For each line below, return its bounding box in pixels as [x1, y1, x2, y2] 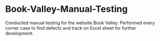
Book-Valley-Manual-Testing [5, 3, 128, 15]
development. [5, 30, 34, 36]
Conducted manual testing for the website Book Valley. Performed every [5, 20, 155, 26]
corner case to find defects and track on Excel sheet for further [5, 25, 137, 31]
